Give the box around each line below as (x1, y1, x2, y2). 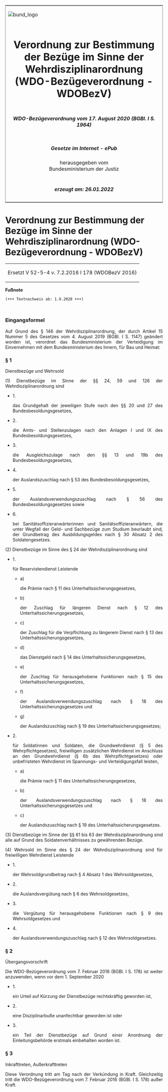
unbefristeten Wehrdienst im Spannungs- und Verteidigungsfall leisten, (12, 758, 159, 764)
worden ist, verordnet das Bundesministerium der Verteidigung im (5, 339, 163, 345)
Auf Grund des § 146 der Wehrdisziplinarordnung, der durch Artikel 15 (5, 328, 163, 334)
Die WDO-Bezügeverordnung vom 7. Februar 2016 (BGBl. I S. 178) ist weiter (5, 969, 163, 975)
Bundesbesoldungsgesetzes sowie (12, 501, 85, 507)
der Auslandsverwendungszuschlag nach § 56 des (12, 496, 163, 502)
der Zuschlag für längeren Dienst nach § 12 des (19, 605, 163, 611)
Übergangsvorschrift (5, 959, 48, 965)
